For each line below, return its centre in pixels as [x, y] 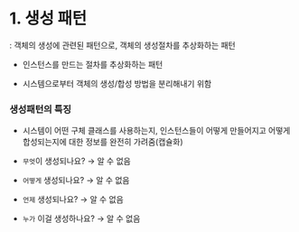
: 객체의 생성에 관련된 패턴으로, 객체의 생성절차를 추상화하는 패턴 [123, 45]
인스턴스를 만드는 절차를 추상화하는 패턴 [93, 64]
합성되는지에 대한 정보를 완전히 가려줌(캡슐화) [103, 142]
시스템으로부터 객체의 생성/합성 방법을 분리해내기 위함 [117, 83]
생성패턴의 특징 [41, 109]
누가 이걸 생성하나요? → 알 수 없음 [81, 218]
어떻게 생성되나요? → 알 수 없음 [76, 181]
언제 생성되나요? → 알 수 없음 [73, 200]
